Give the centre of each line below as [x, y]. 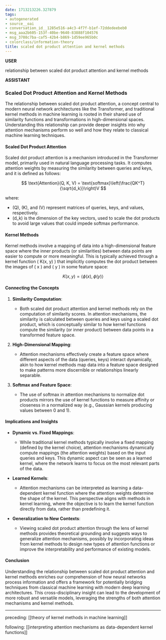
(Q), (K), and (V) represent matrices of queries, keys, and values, [78, 208]
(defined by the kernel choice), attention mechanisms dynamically [87, 448]
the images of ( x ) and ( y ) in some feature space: [57, 267]
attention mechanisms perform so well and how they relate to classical [77, 130]
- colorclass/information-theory [40, 42]
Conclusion [17, 561]
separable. [31, 375]
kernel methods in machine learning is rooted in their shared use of [73, 114]
